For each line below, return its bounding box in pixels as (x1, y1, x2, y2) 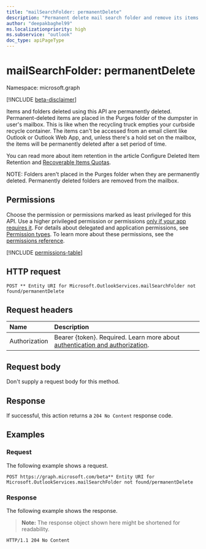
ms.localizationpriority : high (6, 26, 86, 32)
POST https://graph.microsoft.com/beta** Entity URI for (6, 474, 155, 480)
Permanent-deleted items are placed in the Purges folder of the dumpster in (6, 114, 198, 121)
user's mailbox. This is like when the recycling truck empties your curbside (6, 121, 195, 128)
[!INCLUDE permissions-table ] (6, 248, 83, 256)
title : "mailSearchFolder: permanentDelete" (6, 9, 122, 15)
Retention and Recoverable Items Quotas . (6, 159, 112, 166)
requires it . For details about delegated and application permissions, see (6, 224, 189, 231)
